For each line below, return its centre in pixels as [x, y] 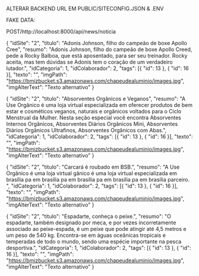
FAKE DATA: [21, 20]
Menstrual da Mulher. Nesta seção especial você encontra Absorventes [94, 118]
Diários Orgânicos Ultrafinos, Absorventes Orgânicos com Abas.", [86, 130]
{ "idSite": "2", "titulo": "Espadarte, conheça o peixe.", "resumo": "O [89, 216]
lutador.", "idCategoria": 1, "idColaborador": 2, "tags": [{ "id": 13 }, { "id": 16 [97, 68]
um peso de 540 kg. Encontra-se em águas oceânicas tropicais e [86, 235]
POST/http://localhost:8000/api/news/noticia [61, 31]
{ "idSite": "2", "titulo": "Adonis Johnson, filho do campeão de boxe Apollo [97, 43]
